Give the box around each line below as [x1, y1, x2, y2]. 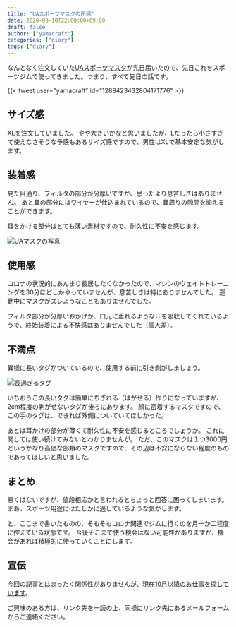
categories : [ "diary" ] [7, 37, 74, 44]
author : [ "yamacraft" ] [7, 30, 74, 37]
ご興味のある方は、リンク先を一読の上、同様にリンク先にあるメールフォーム [7, 603, 230, 611]
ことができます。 [7, 206, 56, 215]
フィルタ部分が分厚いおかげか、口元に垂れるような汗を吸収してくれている [7, 312, 223, 321]
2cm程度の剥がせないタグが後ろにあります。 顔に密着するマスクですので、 [7, 402, 225, 411]
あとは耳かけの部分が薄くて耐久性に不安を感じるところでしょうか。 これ [7, 426, 219, 435]
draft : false [7, 23, 46, 30]
